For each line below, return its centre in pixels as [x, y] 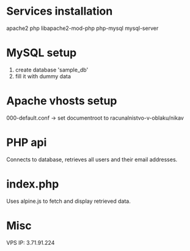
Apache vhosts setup [62, 101]
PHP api [27, 142]
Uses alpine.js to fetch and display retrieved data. [69, 201]
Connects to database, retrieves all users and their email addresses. [92, 159]
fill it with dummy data [43, 76]
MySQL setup [42, 53]
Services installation [60, 11]
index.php [33, 184]
